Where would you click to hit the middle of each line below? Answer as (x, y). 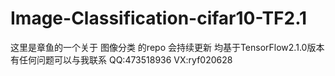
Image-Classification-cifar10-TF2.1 (159, 18)
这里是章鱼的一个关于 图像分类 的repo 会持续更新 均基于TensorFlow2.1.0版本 (167, 47)
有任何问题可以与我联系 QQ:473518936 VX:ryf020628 (121, 59)
